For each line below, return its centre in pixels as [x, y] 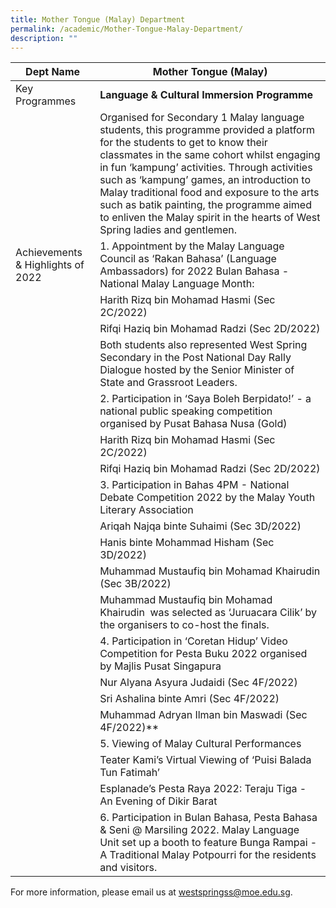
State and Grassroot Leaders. [168, 383]
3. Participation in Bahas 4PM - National [194, 485]
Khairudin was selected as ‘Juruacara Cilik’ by [208, 613]
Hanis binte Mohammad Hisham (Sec [187, 543]
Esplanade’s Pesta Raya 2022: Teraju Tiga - [203, 789]
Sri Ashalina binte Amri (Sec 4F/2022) [189, 699]
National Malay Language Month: [177, 284]
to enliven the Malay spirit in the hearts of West [210, 218]
